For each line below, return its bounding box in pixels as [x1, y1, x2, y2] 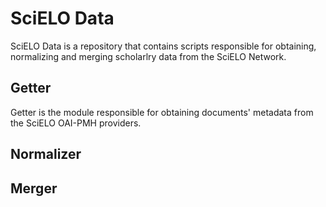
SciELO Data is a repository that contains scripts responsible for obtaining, [10, 40, 317, 52]
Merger [10, 180, 58, 197]
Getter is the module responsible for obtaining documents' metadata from [10, 106, 314, 118]
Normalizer [10, 146, 82, 163]
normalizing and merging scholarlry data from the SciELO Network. [10, 50, 287, 62]
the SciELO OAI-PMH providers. [10, 117, 142, 129]
